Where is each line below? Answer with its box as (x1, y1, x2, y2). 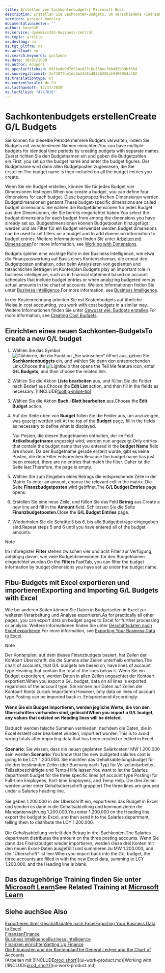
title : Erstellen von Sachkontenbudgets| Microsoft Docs (5, 7, 124, 12)
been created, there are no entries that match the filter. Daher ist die (12, 459, 150, 465)
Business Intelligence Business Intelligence (5, 936, 91, 942)
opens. (12, 489, 27, 495)
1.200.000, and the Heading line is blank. (5, 861, 87, 867)
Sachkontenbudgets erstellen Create (5, 111, 157, 122)
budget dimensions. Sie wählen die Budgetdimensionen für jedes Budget (5, 205, 153, 211)
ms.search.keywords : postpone (5, 53, 67, 58)
